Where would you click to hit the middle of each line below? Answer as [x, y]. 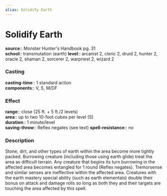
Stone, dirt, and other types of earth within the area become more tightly [80, 151]
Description [20, 141]
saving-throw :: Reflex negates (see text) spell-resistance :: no [69, 128]
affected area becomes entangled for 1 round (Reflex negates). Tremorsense [84, 167]
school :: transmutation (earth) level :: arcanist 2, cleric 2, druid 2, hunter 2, [82, 53]
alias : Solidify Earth [29, 10]
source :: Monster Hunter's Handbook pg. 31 [50, 48]
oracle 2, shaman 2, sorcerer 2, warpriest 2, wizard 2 [60, 59]
